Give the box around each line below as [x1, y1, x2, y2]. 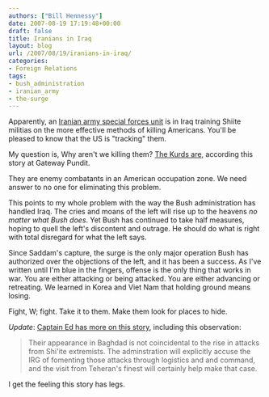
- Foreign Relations [8, 65, 78, 73]
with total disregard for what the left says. [8, 232, 147, 243]
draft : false [8, 27, 53, 35]
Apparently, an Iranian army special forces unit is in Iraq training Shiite [8, 116, 242, 126]
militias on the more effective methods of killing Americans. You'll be [8, 125, 237, 135]
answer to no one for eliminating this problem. [8, 183, 162, 192]
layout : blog [8, 42, 53, 50]
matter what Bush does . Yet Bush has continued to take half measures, [8, 215, 245, 225]
